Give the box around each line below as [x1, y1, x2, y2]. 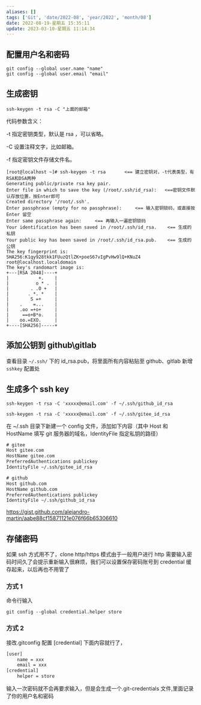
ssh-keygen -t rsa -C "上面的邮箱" [6, 106, 91, 112]
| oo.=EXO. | [6, 317, 58, 323]
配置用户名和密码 [6, 49, 70, 60]
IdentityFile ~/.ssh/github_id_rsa [6, 497, 95, 503]
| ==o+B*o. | [6, 312, 58, 318]
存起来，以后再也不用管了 [6, 566, 70, 573]
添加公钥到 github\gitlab [6, 340, 97, 351]
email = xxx [17, 662, 47, 668]
